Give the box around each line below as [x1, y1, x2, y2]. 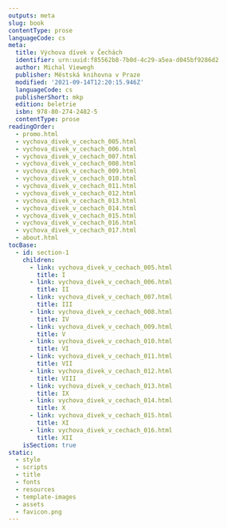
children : [22, 256, 56, 264]
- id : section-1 [15, 248, 69, 256]
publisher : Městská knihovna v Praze [15, 71, 141, 79]
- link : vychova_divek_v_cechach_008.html [29, 307, 173, 315]
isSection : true [22, 441, 77, 449]
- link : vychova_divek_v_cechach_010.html [29, 338, 173, 346]
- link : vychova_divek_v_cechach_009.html [29, 323, 173, 330]
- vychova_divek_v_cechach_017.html [15, 226, 137, 235]
